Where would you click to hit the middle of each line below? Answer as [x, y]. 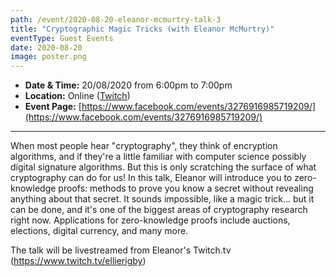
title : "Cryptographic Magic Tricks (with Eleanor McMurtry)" [142, 29]
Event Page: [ [53, 107]
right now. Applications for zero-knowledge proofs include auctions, [150, 220]
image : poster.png [48, 57]
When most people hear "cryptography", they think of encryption [144, 146]
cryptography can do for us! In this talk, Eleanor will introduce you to [151, 178]
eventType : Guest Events [62, 38]
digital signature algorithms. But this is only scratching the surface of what [163, 167]
